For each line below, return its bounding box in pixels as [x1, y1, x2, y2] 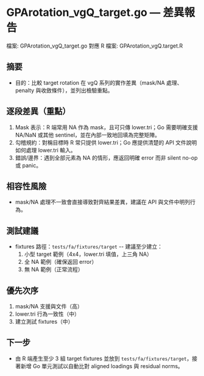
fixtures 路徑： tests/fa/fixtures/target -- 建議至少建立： [15, 243, 163, 250]
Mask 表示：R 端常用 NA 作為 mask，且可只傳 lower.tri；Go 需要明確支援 [15, 123, 198, 131]
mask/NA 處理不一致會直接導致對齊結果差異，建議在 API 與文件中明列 [15, 199, 191, 206]
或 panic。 [15, 161, 41, 169]
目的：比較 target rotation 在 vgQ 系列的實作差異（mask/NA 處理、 [15, 79, 183, 86]
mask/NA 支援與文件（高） [15, 303, 83, 310]
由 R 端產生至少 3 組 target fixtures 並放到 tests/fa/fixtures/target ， [15, 355, 192, 362]
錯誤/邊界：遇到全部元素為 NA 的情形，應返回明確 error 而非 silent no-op [15, 154, 198, 161]
